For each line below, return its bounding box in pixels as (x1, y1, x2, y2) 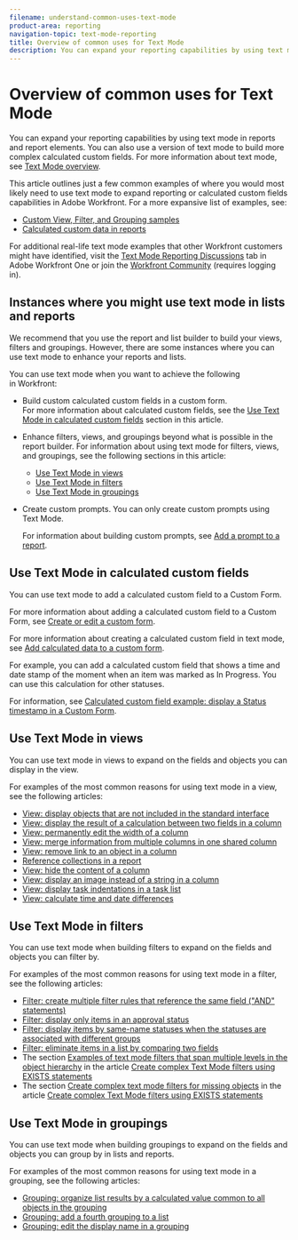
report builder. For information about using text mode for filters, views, (21, 441, 279, 452)
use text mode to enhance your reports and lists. (9, 351, 187, 362)
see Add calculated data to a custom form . (9, 642, 165, 653)
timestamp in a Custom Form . (9, 705, 117, 716)
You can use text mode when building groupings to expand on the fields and (9, 1140, 288, 1150)
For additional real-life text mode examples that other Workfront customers (9, 241, 283, 252)
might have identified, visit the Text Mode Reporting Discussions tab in (9, 251, 267, 261)
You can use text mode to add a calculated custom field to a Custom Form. (9, 588, 282, 600)
